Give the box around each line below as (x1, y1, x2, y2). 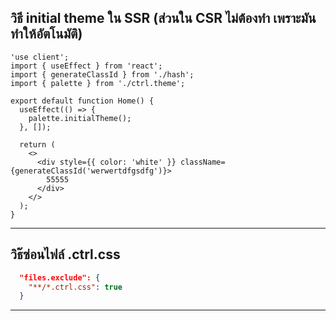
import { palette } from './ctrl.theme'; (10, 78, 186, 88)
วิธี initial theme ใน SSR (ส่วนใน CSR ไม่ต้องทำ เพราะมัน (10, 10, 317, 27)
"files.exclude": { (19, 272, 101, 283)
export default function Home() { (10, 96, 155, 106)
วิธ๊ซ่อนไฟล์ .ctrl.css (10, 246, 121, 263)
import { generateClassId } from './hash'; (10, 69, 195, 80)
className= (180, 157, 226, 167)
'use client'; (10, 52, 70, 62)
